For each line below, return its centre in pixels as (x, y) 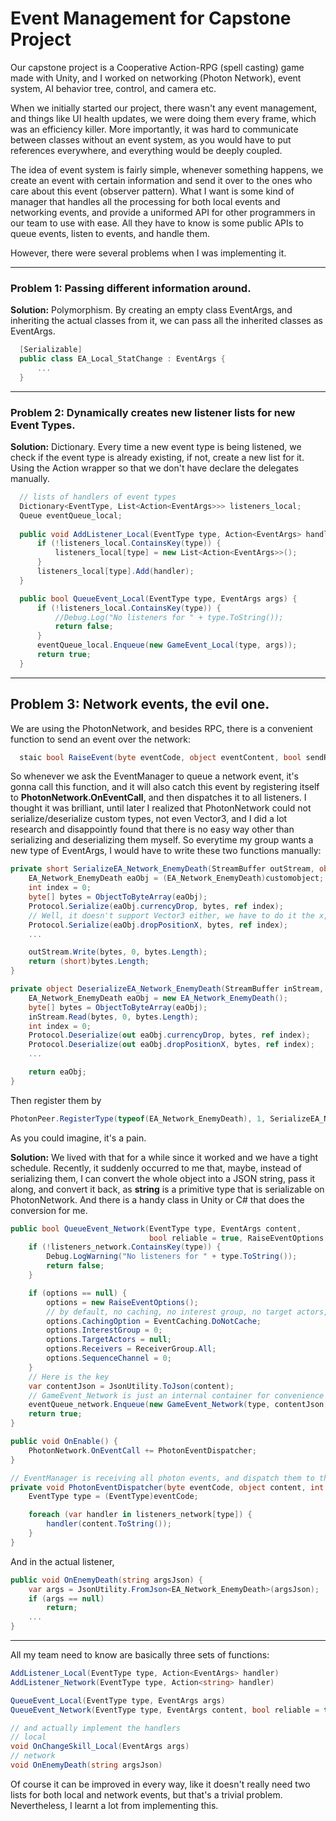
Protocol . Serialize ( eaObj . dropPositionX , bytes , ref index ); (158, 925)
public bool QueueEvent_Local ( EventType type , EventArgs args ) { (158, 598)
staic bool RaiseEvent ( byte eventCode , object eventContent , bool (160, 757)
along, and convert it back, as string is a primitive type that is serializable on (167, 1189)
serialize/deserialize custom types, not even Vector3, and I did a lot (149, 819)
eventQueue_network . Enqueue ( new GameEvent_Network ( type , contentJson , (178, 1405)
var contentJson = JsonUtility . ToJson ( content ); (131, 1386)
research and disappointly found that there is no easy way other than (152, 829)
